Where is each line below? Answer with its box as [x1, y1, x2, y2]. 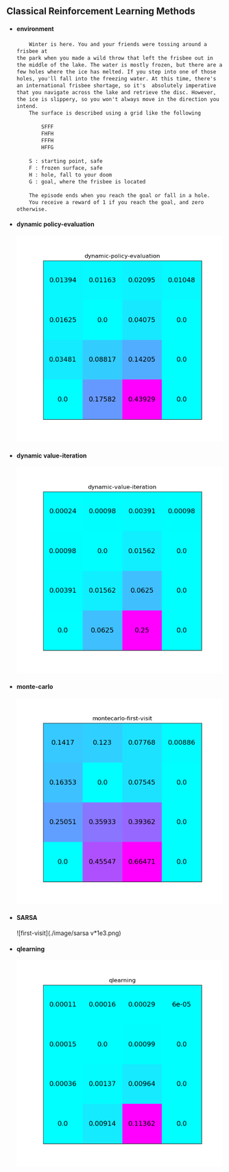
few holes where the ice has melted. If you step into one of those [16, 68, 217, 75]
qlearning [16, 945, 45, 953]
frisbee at [16, 47, 48, 54]
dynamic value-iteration [16, 451, 87, 460]
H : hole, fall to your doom [29, 171, 112, 178]
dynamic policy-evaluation [16, 220, 95, 229]
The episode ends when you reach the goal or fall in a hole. [29, 192, 210, 199]
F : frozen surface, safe [29, 164, 104, 171]
